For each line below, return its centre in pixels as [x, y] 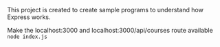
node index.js [27, 37]
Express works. [29, 17]
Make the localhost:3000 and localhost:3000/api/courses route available [110, 30]
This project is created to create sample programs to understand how [106, 10]
